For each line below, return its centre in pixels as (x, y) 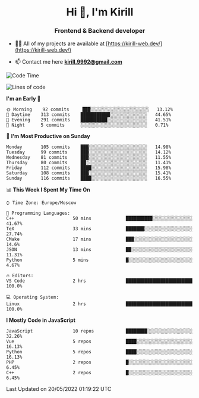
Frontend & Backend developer (100, 31)
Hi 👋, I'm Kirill (100, 12)
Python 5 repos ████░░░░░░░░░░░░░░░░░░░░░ (99, 352)
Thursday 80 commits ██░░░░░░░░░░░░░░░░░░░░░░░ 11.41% (89, 163)
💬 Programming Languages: (38, 214)
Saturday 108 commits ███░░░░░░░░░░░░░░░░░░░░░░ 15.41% (89, 173)
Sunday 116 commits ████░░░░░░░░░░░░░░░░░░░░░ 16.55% (89, 178)
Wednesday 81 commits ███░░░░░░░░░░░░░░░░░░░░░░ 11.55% (89, 158)
